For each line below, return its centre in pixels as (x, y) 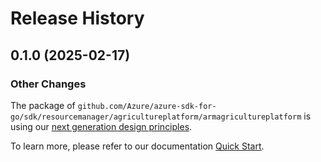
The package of (43, 105)
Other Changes (48, 84)
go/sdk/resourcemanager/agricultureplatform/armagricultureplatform (156, 117)
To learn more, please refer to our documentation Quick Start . (137, 146)
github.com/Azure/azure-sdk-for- (147, 106)
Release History (77, 18)
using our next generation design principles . (101, 126)
